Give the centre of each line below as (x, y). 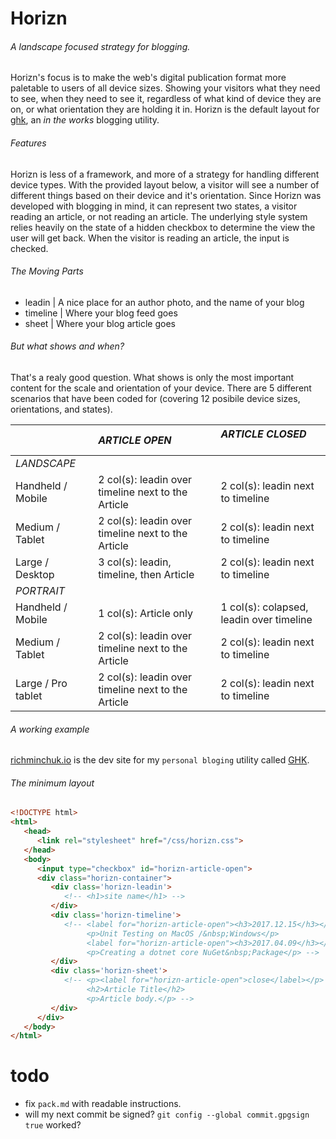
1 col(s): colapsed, (264, 607)
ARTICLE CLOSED (263, 434)
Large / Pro (41, 683)
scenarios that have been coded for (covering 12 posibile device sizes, (155, 398)
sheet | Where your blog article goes (100, 323)
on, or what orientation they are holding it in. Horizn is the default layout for (165, 109)
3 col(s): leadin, (135, 562)
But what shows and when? (67, 346)
